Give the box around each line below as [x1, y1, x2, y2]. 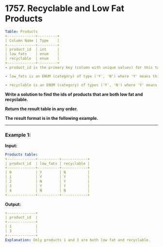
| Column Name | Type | [5, 38, 60, 43]
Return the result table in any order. [5, 106, 78, 112]
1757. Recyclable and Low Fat [5, 3, 125, 14]
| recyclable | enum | [5, 56, 60, 61]
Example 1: [5, 131, 31, 138]
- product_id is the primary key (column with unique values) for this [5, 65, 153, 70]
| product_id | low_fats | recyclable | [5, 161, 90, 166]
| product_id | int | [5, 47, 60, 52]
